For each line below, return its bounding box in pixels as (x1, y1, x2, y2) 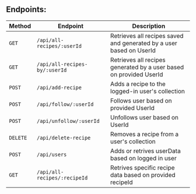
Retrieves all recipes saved (110, 31, 184, 40)
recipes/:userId (37, 43, 82, 49)
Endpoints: (6, 5, 47, 15)
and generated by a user (110, 39, 178, 47)
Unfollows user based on (110, 113, 179, 121)
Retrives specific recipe (110, 163, 175, 171)
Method (9, 22, 32, 30)
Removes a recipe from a (110, 130, 179, 138)
